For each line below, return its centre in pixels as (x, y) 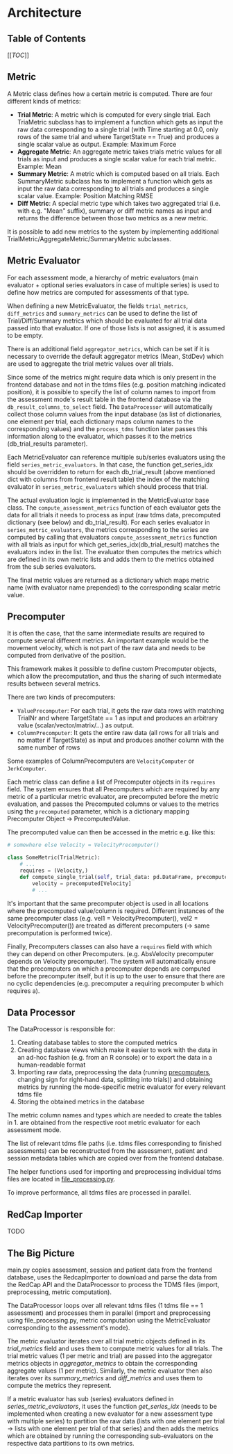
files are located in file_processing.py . (61, 1179)
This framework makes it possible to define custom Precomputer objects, (112, 669)
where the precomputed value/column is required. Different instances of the (116, 911)
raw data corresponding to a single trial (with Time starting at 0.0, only (118, 129)
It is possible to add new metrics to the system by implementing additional (113, 232)
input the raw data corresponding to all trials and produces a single (113, 188)
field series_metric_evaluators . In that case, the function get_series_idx (110, 465)
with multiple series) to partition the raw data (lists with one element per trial (116, 1421)
